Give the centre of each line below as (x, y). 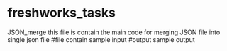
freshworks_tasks (61, 13)
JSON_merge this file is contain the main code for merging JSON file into (114, 32)
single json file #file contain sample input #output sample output (101, 39)
